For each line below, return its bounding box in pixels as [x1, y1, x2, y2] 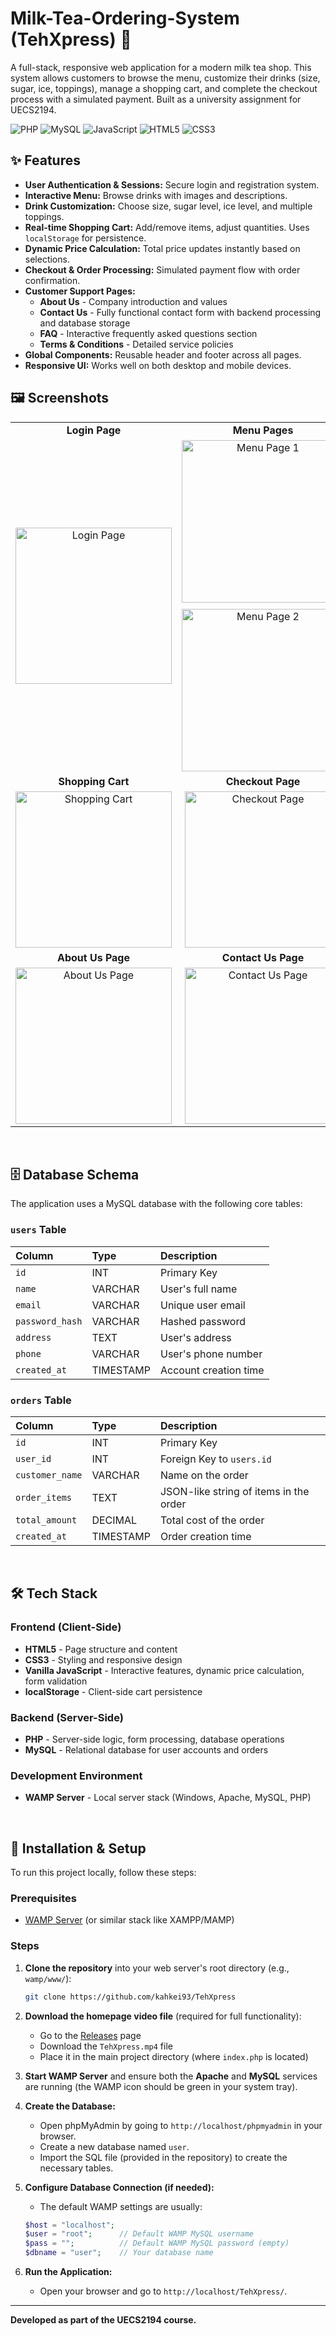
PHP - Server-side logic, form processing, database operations [24, 1733, 285, 1745]
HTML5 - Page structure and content [24, 1643, 178, 1655]
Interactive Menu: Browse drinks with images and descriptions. [24, 189, 288, 201]
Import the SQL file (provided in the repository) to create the [39, 2151, 288, 2163]
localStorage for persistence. [24, 232, 147, 244]
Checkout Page [225, 774, 301, 788]
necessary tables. [39, 2162, 114, 2174]
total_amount [15, 1514, 78, 1526]
